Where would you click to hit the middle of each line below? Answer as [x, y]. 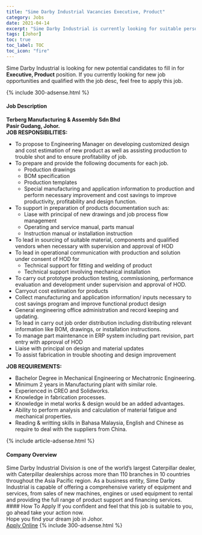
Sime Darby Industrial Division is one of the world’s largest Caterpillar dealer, [101, 468]
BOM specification [47, 176]
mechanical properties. [44, 416]
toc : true [19, 40]
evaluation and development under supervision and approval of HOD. [100, 284]
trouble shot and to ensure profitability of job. [71, 156]
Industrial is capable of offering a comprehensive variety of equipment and [99, 487]
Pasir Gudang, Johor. [33, 126]
